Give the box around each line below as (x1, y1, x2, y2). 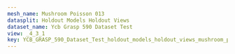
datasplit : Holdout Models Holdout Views (7, 17, 130, 24)
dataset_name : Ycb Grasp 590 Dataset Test (7, 23, 133, 30)
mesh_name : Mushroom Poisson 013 (7, 10, 105, 18)
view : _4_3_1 (7, 29, 45, 37)
